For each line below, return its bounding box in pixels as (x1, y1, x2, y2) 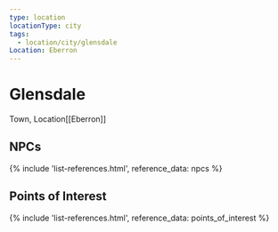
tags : (9, 29, 29, 38)
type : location (9, 12, 66, 22)
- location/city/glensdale (17, 37, 118, 47)
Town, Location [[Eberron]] (9, 114, 107, 124)
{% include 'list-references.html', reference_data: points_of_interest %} (9, 212, 270, 223)
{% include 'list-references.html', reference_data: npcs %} (9, 163, 223, 173)
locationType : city (9, 21, 82, 30)
